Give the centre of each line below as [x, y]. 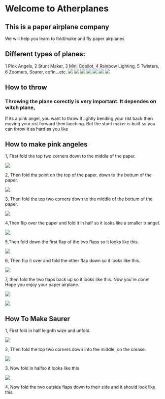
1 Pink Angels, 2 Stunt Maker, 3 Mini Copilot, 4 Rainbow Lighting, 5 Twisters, [82, 66]
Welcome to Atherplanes [57, 9]
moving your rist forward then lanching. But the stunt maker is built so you [80, 123]
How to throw [26, 88]
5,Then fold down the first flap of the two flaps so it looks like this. [72, 242]
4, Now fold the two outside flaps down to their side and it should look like [80, 387]
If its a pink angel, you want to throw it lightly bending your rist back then [79, 118]
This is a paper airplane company [57, 27]
